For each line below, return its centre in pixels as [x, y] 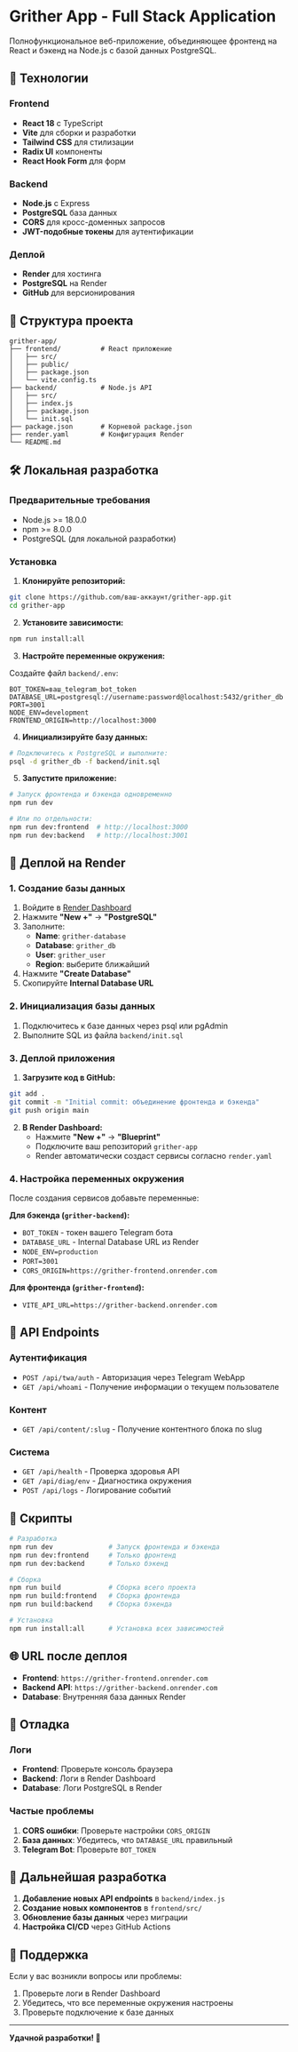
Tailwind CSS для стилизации [78, 142]
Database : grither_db [76, 946]
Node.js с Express [56, 203]
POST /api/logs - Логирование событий [96, 1490]
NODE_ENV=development [49, 713]
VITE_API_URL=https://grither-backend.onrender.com [119, 1305]
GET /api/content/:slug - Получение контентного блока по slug [142, 1429]
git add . [27, 1094]
